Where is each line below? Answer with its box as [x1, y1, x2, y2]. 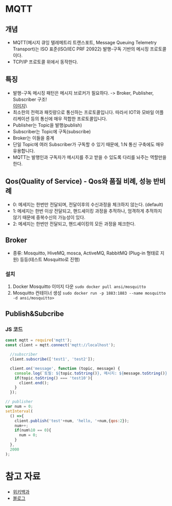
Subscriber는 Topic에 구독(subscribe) [12, 128, 91, 134]
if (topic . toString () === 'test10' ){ [14, 375, 93, 381]
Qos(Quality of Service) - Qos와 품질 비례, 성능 [5, 177, 152, 186]
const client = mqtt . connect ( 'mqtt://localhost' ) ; [5, 342, 116, 348]
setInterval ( [5, 408, 33, 414]
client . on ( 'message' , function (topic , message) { [10, 366, 120, 371]
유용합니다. [12, 148, 35, 154]
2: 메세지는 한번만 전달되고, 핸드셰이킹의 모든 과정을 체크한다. [12, 221, 136, 227]
